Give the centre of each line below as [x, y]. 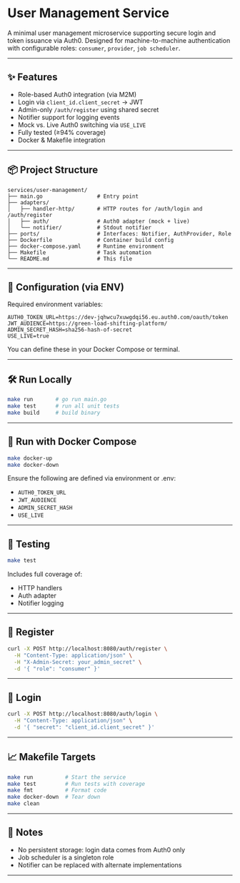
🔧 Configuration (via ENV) [66, 287]
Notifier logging [41, 603]
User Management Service [89, 13]
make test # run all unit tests [64, 406]
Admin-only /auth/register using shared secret [88, 109]
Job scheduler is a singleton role [66, 857]
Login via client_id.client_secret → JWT [81, 102]
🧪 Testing [29, 544]
